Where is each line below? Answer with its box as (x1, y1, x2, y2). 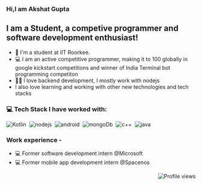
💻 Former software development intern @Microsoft (14, 150, 143, 157)
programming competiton (14, 70, 78, 77)
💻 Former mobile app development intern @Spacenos (14, 159, 150, 166)
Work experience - (6, 136, 62, 144)
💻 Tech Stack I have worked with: (6, 105, 107, 113)
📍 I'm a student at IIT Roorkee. (14, 49, 90, 56)
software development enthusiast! (6, 32, 138, 43)
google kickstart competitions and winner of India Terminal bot (14, 64, 171, 71)
